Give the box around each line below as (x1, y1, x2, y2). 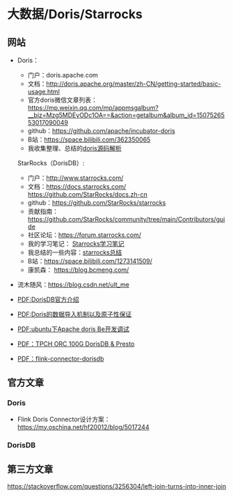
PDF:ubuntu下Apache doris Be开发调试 (17, 325, 130, 333)
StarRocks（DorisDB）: (17, 159, 85, 167)
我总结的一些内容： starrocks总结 (27, 248, 122, 257)
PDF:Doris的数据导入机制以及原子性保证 (17, 310, 132, 318)
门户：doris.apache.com (27, 71, 99, 79)
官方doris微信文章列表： (27, 95, 97, 104)
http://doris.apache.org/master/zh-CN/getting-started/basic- (46, 79, 221, 88)
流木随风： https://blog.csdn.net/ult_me (17, 280, 130, 289)
